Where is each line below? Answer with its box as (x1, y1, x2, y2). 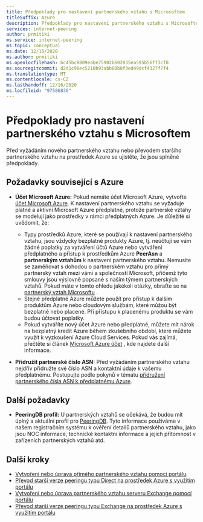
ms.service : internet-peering (6, 37, 83, 43)
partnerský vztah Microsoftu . (24, 288, 98, 296)
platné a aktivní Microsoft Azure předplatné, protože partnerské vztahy (14, 206, 192, 213)
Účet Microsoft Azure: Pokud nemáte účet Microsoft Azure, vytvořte (14, 193, 187, 200)
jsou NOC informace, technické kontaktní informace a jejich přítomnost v (14, 431, 196, 438)
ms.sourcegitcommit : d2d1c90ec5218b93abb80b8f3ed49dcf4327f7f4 (6, 65, 169, 71)
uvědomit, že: (14, 219, 50, 226)
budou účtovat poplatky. (24, 314, 85, 322)
